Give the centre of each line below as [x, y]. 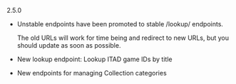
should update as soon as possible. [69, 45]
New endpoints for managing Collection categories [92, 73]
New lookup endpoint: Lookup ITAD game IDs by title [94, 59]
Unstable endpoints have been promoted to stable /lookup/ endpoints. [120, 24]
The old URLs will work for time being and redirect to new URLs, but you [123, 38]
